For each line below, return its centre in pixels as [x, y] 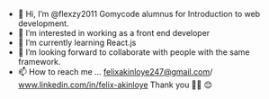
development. [43, 23]
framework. [39, 62]
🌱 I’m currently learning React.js [77, 42]
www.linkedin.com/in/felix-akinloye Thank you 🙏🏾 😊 [115, 85]
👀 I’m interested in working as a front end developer [114, 33]
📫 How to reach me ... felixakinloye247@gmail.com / [115, 72]
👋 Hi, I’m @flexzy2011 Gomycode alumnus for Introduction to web [139, 14]
